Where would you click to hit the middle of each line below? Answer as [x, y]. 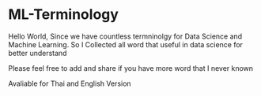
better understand [38, 53]
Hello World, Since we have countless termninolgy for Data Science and [125, 36]
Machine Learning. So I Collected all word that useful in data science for [126, 44]
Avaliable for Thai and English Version [70, 83]
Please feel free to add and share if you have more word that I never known [131, 68]
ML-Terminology [63, 15]
